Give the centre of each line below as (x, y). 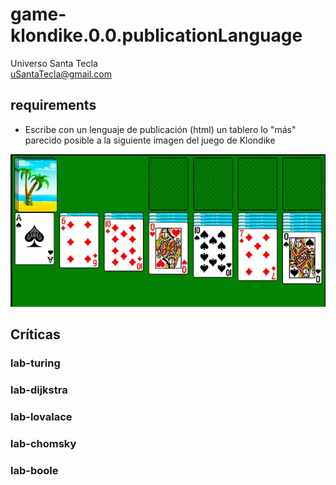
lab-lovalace (41, 416)
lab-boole (34, 470)
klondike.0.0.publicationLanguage (156, 35)
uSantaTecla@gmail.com (61, 74)
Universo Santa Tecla (54, 63)
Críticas (35, 334)
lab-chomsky (43, 443)
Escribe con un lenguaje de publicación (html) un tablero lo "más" (160, 129)
